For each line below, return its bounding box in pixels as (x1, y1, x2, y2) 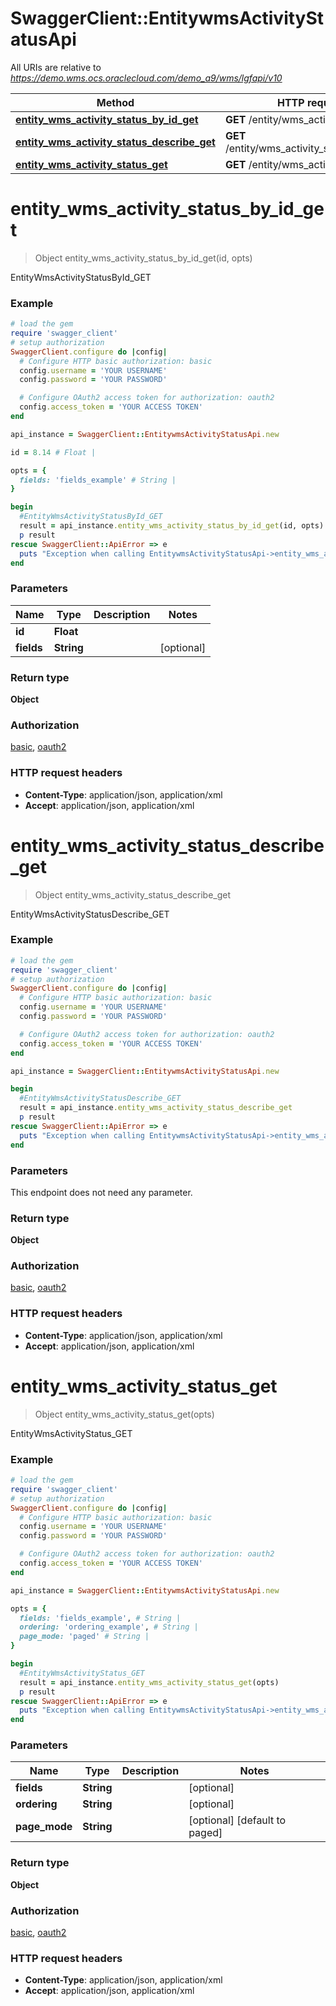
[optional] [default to (188, 1813, 287, 1827)
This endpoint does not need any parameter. (10, 1186, 193, 1198)
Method (96, 95, 135, 109)
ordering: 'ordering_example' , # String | (19, 1622, 199, 1632)
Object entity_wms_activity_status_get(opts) (34, 1408, 215, 1420)
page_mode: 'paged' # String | (19, 1632, 150, 1642)
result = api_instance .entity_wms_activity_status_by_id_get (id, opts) (19, 521, 325, 531)
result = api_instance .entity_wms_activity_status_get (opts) (19, 1677, 280, 1687)
